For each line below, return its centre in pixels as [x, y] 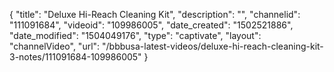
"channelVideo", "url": [55, 46]
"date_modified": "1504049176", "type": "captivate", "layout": [135, 35]
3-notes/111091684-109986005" [75, 57]
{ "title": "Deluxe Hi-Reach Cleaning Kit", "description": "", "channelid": [155, 14]
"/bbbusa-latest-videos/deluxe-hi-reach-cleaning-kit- [213, 46]
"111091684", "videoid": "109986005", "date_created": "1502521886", [151, 25]
